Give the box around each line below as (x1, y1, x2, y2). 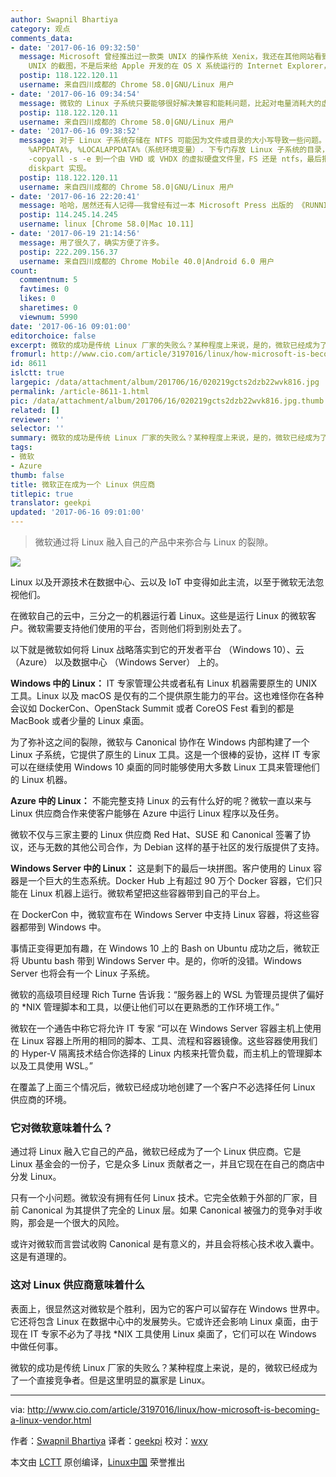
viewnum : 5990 (19, 312, 78, 322)
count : (10, 266, 38, 276)
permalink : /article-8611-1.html (10, 386, 150, 396)
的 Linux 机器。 (10, 774, 73, 785)
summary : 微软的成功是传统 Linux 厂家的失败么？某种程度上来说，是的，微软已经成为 (10, 433, 321, 443)
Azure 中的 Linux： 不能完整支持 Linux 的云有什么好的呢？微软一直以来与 (10, 795, 313, 806)
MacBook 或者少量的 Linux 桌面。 (10, 715, 150, 726)
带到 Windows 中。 (27, 921, 107, 933)
